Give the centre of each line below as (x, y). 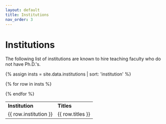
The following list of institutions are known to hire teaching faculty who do (83, 59)
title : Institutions (27, 15)
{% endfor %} (20, 94)
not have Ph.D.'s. (23, 64)
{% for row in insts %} (29, 84)
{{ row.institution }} (30, 114)
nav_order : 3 (19, 19)
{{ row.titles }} (74, 114)
